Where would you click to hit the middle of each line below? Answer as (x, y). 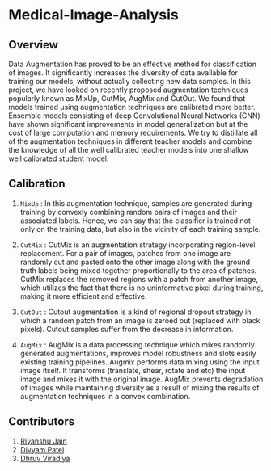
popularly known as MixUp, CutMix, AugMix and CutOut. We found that (127, 98)
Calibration (37, 184)
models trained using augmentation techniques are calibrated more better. (132, 107)
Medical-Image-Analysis (94, 15)
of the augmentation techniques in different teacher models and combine (130, 141)
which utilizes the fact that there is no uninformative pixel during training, (142, 288)
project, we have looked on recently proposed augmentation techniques (128, 90)
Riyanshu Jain (43, 441)
